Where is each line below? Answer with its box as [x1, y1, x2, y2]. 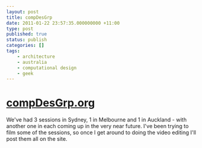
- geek [17, 70, 34, 76]
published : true [6, 31, 47, 37]
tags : [6, 48, 20, 54]
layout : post [6, 8, 39, 15]
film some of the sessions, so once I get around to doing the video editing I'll [6, 129, 197, 136]
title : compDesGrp [6, 14, 52, 20]
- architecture [17, 54, 55, 60]
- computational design [17, 64, 77, 71]
